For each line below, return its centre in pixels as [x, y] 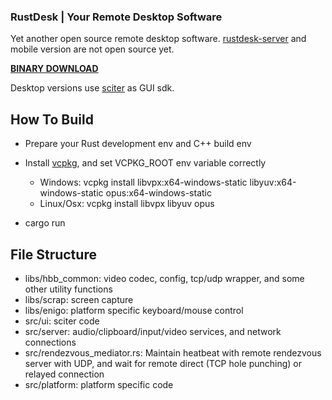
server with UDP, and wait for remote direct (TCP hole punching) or [163, 363]
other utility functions [68, 289]
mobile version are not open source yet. [92, 49]
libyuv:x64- [273, 182]
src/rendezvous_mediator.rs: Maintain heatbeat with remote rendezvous [173, 352]
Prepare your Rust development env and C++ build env [138, 144]
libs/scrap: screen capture [79, 299]
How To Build [52, 119]
